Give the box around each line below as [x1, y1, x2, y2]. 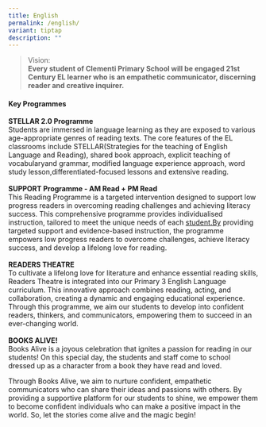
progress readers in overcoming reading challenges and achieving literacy [8, 201, 252, 210]
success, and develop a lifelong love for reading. [8, 243, 168, 252]
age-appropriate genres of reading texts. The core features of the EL [8, 133, 233, 143]
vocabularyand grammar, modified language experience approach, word [8, 159, 245, 168]
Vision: [27, 56, 51, 65]
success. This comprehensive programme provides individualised [8, 210, 224, 219]
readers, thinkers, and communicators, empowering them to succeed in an [8, 310, 253, 320]
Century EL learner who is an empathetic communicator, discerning [27, 72, 256, 82]
